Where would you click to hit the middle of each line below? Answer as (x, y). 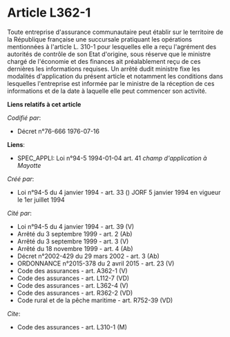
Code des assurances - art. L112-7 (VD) (73, 278)
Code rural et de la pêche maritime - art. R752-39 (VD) (95, 300)
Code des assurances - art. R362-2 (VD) (75, 293)
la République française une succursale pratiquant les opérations (99, 39)
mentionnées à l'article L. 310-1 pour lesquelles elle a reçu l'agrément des (112, 46)
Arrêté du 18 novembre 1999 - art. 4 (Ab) (75, 248)
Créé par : (21, 179)
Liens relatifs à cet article (44, 104)
